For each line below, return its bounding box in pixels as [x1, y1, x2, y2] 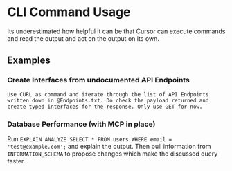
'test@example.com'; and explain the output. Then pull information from [7, 142, 211, 150]
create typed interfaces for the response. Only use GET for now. [7, 103, 203, 110]
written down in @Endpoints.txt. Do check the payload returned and [7, 97, 209, 104]
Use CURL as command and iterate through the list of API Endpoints [7, 91, 209, 98]
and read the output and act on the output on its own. [7, 34, 159, 42]
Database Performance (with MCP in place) [7, 119, 156, 129]
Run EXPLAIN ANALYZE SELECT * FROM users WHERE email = [7, 134, 172, 143]
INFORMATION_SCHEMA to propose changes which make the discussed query [7, 150, 218, 158]
